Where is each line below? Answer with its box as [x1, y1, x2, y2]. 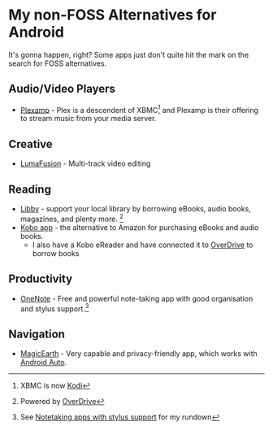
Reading [8, 182, 51, 196]
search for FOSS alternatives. [8, 59, 107, 68]
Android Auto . [19, 357, 67, 367]
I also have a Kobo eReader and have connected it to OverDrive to [32, 240, 253, 250]
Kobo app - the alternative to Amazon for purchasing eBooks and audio [19, 222, 259, 232]
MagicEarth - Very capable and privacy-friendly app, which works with [19, 348, 258, 358]
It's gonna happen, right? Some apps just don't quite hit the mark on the [8, 50, 249, 59]
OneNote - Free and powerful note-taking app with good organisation [19, 293, 253, 303]
